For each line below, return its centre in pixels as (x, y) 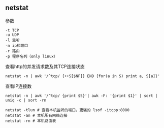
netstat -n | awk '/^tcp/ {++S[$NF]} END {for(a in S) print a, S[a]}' (83, 76)
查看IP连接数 (19, 86)
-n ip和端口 (17, 45)
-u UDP (12, 35)
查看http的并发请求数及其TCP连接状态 (45, 66)
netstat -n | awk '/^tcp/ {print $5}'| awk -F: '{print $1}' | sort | (81, 95)
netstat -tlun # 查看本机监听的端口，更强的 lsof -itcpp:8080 (67, 110)
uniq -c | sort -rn (26, 100)
